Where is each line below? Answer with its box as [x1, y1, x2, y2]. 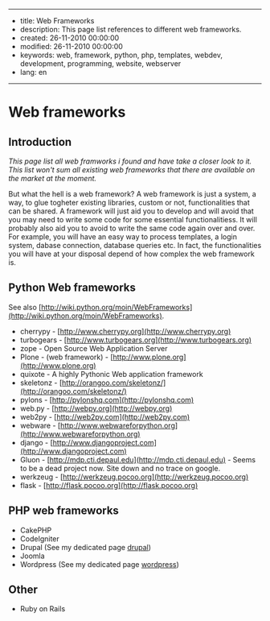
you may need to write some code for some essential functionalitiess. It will [8, 215, 257, 224]
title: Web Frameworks [19, 16, 95, 25]
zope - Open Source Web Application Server [19, 343, 168, 353]
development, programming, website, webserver [19, 59, 182, 68]
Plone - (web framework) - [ [19, 352, 114, 362]
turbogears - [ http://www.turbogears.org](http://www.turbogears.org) [19, 335, 252, 345]
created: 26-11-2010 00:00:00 [19, 33, 120, 43]
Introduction [8, 135, 72, 149]
